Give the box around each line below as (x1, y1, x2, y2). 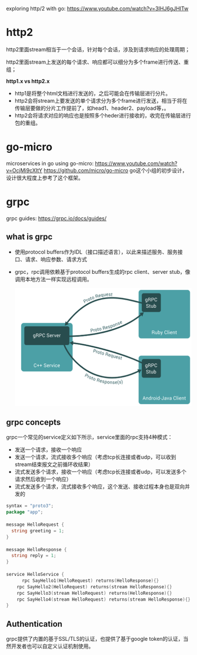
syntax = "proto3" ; (6, 503, 54, 509)
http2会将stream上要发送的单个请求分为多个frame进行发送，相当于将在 (14, 97, 188, 104)
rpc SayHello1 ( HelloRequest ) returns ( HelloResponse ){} (21, 578, 159, 584)
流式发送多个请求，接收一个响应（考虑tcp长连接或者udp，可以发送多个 (14, 469, 187, 476)
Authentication (6, 619, 63, 629)
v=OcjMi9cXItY (6, 166, 43, 173)
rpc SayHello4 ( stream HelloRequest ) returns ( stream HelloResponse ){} (16, 596, 191, 602)
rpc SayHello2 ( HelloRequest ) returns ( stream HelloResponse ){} (16, 584, 172, 589)
